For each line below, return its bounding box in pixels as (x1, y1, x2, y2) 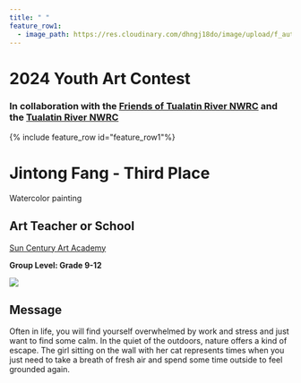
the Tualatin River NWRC (9, 111, 119, 123)
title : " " (9, 13, 50, 22)
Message (9, 302, 63, 318)
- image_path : (17, 30, 70, 38)
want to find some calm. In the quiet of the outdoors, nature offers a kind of (9, 336, 288, 346)
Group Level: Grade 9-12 (9, 260, 102, 270)
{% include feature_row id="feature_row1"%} (9, 132, 176, 142)
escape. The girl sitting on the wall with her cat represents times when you (9, 345, 285, 356)
